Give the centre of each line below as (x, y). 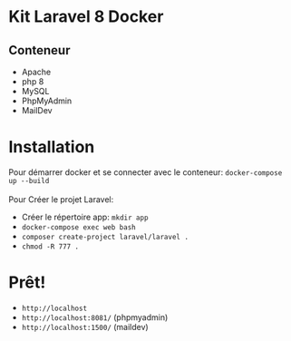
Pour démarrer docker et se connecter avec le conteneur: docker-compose (145, 172)
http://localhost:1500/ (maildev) (85, 326)
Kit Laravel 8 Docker (86, 17)
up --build (29, 180)
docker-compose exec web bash (79, 227)
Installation (52, 147)
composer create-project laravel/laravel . (105, 237)
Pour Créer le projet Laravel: (61, 199)
